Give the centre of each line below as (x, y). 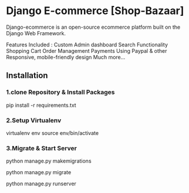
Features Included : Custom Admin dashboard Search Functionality (87, 45)
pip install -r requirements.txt (41, 105)
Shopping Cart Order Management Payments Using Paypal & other (87, 50)
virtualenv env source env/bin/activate (52, 133)
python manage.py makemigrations (49, 161)
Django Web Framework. (36, 33)
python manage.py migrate (39, 172)
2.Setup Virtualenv (34, 120)
